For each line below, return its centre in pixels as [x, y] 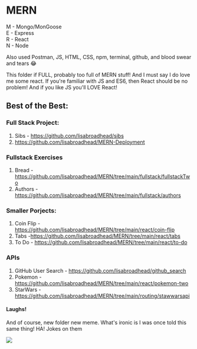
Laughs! [16, 309]
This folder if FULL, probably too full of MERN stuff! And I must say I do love [98, 75]
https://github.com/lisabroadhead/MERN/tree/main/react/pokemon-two [101, 283]
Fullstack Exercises [35, 157]
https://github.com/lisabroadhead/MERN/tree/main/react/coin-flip [95, 230]
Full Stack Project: [33, 123]
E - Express [20, 33]
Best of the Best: [37, 106]
